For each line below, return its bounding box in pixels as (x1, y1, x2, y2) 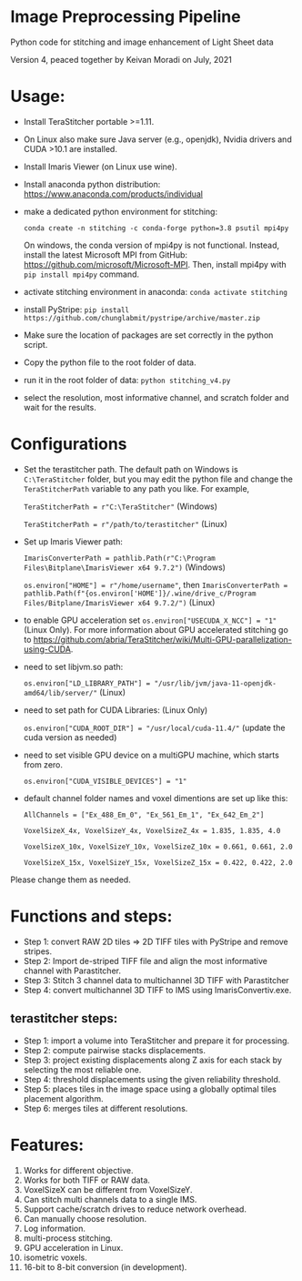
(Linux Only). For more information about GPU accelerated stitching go (23, 624, 289, 635)
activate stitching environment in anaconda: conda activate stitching (23, 286, 287, 297)
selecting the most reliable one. (23, 1063, 142, 1075)
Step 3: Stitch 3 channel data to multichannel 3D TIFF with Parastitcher (23, 974, 289, 985)
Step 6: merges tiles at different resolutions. (23, 1103, 188, 1113)
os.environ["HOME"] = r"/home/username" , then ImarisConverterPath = (23, 579, 288, 590)
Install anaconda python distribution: (23, 178, 161, 189)
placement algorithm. (23, 1093, 104, 1103)
